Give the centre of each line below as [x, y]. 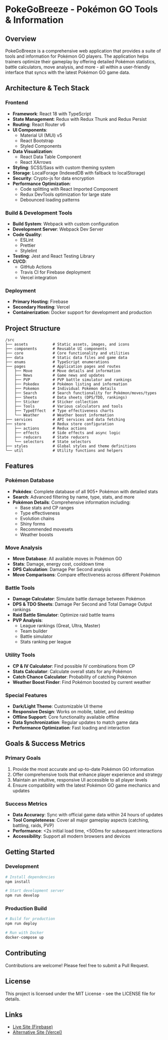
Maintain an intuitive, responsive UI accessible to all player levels [80, 779]
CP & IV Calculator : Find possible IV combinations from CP [74, 666]
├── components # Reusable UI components [56, 349]
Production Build [26, 908]
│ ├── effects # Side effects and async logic [63, 433]
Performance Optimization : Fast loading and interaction [71, 727]
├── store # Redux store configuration [60, 424]
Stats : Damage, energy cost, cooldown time [58, 564]
